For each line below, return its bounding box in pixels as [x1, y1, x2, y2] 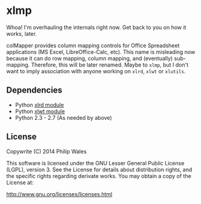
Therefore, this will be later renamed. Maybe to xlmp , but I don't [31, 61, 189, 68]
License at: [6, 179, 34, 186]
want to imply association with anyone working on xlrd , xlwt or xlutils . [6, 67, 186, 74]
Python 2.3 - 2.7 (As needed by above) [15, 114, 112, 121]
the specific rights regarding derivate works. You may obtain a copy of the [6, 172, 192, 179]
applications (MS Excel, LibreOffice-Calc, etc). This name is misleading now [6, 48, 196, 55]
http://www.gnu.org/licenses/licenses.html [6, 190, 113, 197]
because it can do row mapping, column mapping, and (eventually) [6, 54, 173, 62]
